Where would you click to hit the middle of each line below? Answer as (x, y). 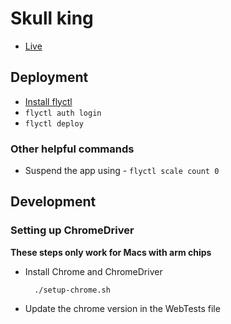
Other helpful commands (72, 149)
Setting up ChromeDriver (72, 230)
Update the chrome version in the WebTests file (122, 308)
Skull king (52, 18)
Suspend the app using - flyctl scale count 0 (122, 171)
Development (53, 202)
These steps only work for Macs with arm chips (111, 252)
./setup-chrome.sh (72, 290)
